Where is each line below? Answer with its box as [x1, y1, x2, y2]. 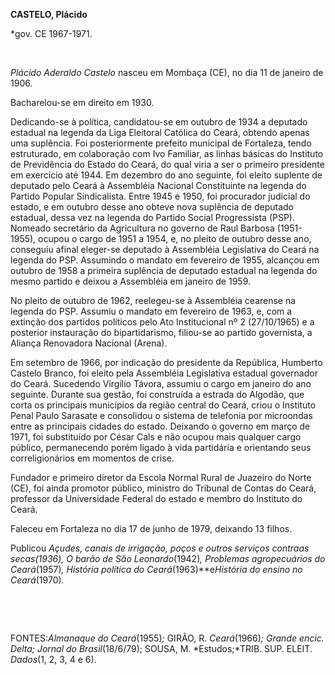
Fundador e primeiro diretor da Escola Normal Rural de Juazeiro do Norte [10, 472, 312, 483]
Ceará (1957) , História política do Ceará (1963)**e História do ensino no [10, 564, 303, 575]
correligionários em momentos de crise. [10, 452, 175, 464]
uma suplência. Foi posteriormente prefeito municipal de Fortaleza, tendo [10, 137, 312, 149]
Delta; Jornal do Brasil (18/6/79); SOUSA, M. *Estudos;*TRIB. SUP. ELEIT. [10, 643, 313, 654]
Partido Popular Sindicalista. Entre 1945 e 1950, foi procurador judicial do [10, 190, 311, 202]
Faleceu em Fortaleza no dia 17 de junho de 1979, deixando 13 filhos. [10, 523, 293, 534]
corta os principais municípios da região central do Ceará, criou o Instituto [10, 399, 317, 411]
